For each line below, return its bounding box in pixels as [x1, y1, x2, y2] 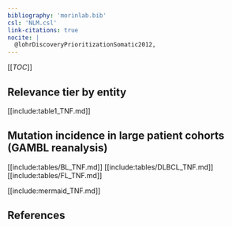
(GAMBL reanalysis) [7, 141, 108, 154]
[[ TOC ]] [7, 62, 32, 72]
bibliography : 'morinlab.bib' [7, 11, 107, 20]
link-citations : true [7, 26, 79, 34]
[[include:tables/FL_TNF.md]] [7, 170, 103, 180]
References [7, 209, 65, 222]
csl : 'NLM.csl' [7, 19, 58, 27]
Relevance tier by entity [7, 85, 127, 99]
